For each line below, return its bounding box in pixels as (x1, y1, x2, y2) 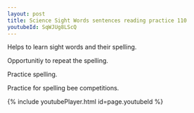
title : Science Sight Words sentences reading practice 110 (7, 17, 188, 24)
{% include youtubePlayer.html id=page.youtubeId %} (7, 97, 164, 106)
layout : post (7, 10, 46, 18)
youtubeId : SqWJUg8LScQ (7, 23, 77, 30)
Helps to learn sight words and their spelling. (7, 43, 137, 52)
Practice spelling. (7, 70, 58, 78)
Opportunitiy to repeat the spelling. (7, 56, 109, 65)
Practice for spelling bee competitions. (7, 84, 119, 93)
